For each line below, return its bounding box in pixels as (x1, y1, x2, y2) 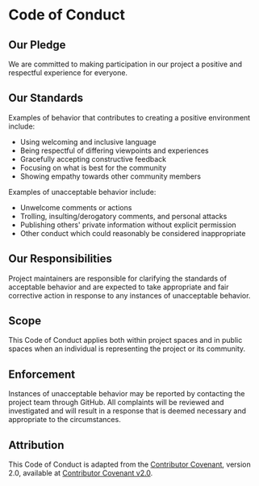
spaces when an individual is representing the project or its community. (8, 344, 246, 353)
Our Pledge (8, 38, 66, 52)
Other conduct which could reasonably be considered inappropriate (19, 228, 246, 238)
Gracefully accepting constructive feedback (19, 154, 167, 163)
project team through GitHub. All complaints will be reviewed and (8, 398, 224, 408)
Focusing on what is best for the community (19, 163, 167, 172)
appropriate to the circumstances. (8, 415, 121, 425)
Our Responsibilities (8, 252, 113, 266)
